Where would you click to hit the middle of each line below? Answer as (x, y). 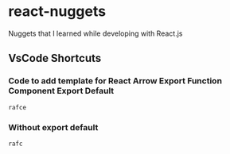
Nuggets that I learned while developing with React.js (96, 33)
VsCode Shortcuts (55, 58)
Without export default (53, 127)
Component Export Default (61, 91)
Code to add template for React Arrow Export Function (115, 81)
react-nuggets (57, 12)
